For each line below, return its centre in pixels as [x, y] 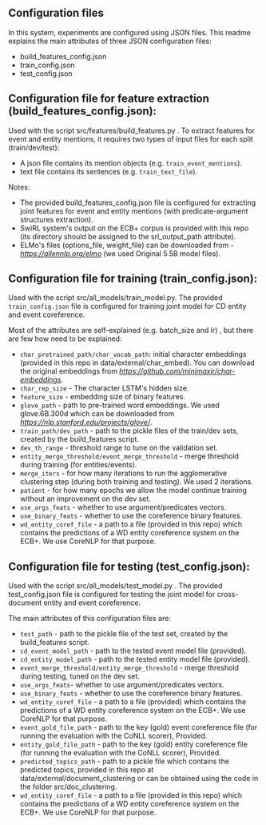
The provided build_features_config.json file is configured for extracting [138, 202]
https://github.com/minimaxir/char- [177, 371]
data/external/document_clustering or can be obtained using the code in [139, 779]
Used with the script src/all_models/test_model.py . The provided [115, 586]
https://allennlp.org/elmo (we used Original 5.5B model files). [120, 253]
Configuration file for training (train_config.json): [133, 279]
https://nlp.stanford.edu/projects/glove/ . [86, 423]
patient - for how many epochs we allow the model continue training [133, 491]
